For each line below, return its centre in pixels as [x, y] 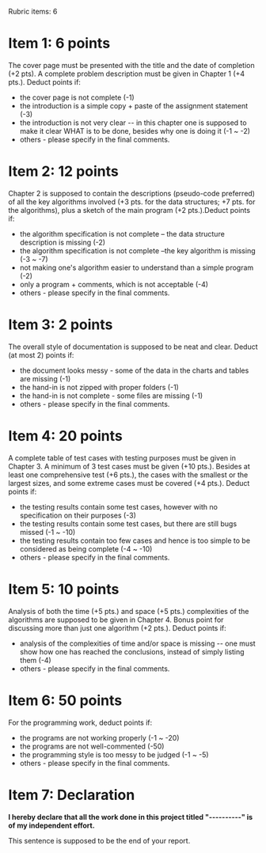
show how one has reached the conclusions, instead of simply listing [132, 651]
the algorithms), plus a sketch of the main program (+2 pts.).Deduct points [129, 210]
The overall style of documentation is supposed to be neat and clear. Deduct [133, 347]
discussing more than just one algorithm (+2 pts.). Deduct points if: [118, 627]
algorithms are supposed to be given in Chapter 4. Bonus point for [116, 620]
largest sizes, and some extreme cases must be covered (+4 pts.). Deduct [129, 483]
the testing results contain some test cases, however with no [118, 506]
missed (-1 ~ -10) [47, 532]
